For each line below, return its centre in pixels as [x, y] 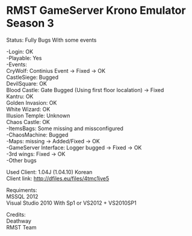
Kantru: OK [20, 96]
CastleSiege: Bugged [33, 77]
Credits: [16, 214]
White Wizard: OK [28, 109]
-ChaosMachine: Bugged [37, 135]
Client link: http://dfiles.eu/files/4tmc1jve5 [58, 178]
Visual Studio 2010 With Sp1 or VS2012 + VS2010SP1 [71, 203]
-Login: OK [20, 51]
